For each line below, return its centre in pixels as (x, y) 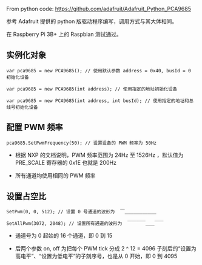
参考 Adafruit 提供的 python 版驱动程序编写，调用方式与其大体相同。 (92, 21)
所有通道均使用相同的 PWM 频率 (55, 175)
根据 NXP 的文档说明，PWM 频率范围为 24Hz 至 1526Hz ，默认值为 (99, 155)
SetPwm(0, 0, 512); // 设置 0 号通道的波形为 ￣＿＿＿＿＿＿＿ (81, 212)
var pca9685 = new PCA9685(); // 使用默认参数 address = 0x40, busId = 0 (99, 71)
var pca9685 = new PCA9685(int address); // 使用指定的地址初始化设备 (92, 89)
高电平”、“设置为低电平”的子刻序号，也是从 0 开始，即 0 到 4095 (96, 256)
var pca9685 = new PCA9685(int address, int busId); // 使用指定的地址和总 (100, 101)
